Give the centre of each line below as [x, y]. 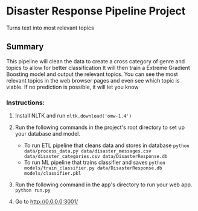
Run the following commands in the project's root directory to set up [100, 127]
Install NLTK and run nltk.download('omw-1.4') [73, 116]
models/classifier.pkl [53, 174]
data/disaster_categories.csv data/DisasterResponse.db [96, 157]
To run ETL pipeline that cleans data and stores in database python [107, 145]
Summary [25, 47]
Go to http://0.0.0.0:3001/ [46, 202]
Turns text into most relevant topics [50, 28]
